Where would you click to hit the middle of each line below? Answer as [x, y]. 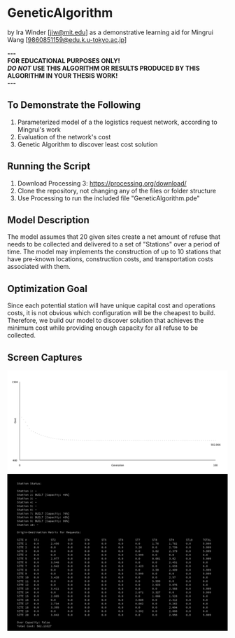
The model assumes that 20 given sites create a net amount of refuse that [114, 237]
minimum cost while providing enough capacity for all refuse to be [102, 328]
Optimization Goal [47, 289]
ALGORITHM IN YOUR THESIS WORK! [63, 76]
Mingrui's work [39, 129]
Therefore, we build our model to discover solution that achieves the [106, 321]
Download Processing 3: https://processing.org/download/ [102, 183]
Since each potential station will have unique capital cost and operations [111, 305]
